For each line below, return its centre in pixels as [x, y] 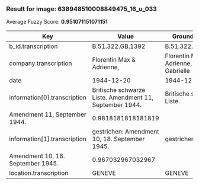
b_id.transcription [33, 46]
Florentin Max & [114, 60]
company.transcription [41, 63]
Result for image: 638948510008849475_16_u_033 [81, 9]
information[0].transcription [48, 98]
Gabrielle [178, 71]
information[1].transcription [48, 139]
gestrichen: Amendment [126, 132]
